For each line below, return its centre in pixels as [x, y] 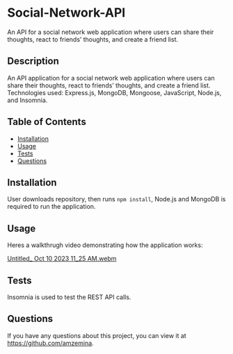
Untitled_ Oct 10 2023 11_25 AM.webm [62, 259]
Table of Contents [47, 122]
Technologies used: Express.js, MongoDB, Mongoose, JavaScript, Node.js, [114, 92]
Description [33, 61]
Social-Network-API [66, 13]
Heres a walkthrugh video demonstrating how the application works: [105, 245]
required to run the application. [51, 207]
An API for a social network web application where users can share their [111, 32]
